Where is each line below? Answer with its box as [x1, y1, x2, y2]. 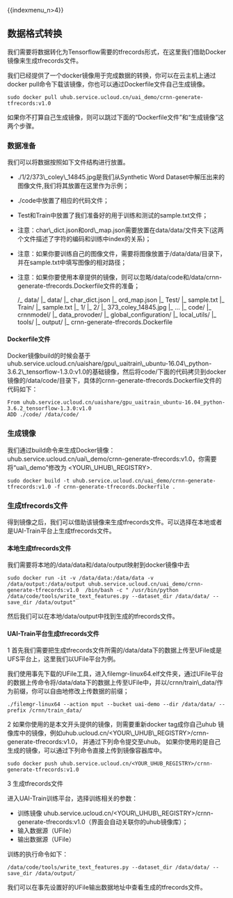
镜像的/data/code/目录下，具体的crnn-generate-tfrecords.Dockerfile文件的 [7, 376, 222, 385]
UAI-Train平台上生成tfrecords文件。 [13, 526, 116, 535]
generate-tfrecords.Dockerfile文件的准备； [17, 282, 140, 290]
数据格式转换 [7, 28, 63, 40]
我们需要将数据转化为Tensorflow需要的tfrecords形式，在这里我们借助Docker [7, 47, 227, 56]
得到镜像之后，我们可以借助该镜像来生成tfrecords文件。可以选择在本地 [7, 517, 211, 526]
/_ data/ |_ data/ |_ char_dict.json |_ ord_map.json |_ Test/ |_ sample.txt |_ [17, 296, 225, 304]
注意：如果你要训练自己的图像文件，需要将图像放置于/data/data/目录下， [17, 250, 226, 258]
